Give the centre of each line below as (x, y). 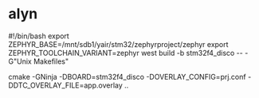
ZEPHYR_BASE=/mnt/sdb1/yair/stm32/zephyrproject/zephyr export (118, 44)
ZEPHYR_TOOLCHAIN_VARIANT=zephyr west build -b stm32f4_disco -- (126, 53)
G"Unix (20, 61)
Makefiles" (51, 61)
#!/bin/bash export (39, 36)
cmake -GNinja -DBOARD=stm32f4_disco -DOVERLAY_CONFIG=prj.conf (127, 76)
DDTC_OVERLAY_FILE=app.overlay (66, 85)
